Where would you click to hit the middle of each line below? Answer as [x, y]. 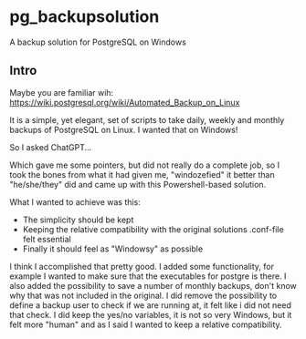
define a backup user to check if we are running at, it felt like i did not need [151, 305]
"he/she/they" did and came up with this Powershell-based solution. [138, 184]
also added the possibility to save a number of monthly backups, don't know [153, 285]
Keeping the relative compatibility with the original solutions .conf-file [153, 229]
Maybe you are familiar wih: [62, 92]
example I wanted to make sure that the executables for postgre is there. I [148, 276]
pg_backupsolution [84, 17]
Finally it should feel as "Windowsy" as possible [113, 249]
